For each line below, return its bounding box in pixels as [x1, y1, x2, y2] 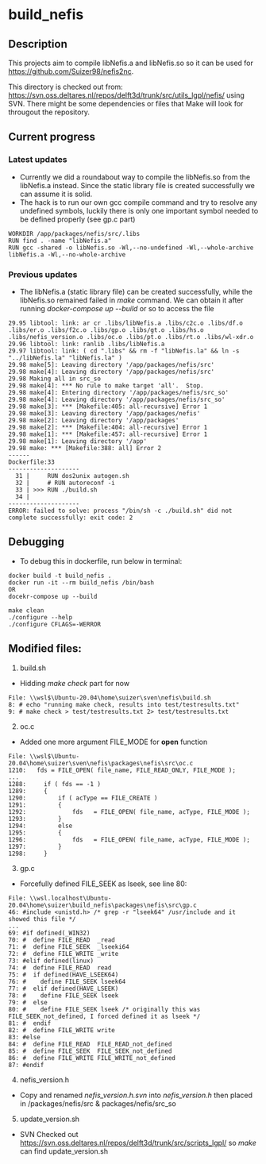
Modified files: [8, 642, 82, 656]
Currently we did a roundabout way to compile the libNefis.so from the [19, 172, 251, 182]
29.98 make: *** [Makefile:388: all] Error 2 [8, 444, 161, 452]
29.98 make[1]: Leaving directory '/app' [8, 437, 148, 445]
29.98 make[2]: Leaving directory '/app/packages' [8, 416, 179, 424]
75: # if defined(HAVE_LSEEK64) [8, 970, 119, 978]
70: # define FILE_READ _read [8, 935, 115, 944]
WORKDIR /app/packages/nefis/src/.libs [8, 229, 141, 237]
